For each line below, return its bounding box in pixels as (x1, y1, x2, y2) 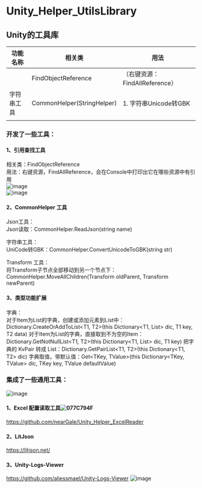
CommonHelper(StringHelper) (31, 99, 117, 107)
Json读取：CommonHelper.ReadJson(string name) (6, 226, 132, 233)
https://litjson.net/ (6, 446, 50, 454)
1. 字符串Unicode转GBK (122, 100, 191, 107)
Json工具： (6, 218, 35, 226)
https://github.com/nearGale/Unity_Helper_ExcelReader (6, 418, 144, 426)
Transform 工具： (6, 259, 49, 266)
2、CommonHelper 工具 (6, 203, 67, 211)
